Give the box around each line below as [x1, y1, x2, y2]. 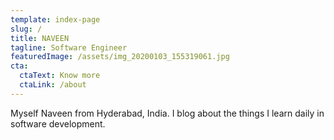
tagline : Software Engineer [10, 42, 128, 53]
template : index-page [10, 14, 101, 25]
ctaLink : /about [19, 80, 87, 90]
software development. [10, 117, 106, 130]
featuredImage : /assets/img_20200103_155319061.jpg [10, 52, 230, 62]
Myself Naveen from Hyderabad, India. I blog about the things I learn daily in [10, 107, 325, 119]
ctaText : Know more [19, 71, 101, 81]
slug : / [10, 24, 43, 34]
